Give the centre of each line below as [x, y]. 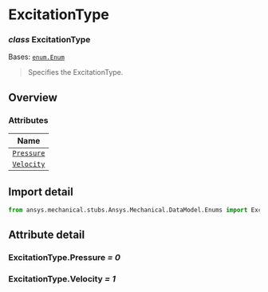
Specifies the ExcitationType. [75, 73]
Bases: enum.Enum [37, 57]
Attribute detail [47, 235]
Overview [33, 97]
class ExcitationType [49, 40]
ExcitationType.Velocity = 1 [62, 279]
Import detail [41, 192]
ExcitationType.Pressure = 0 [65, 258]
